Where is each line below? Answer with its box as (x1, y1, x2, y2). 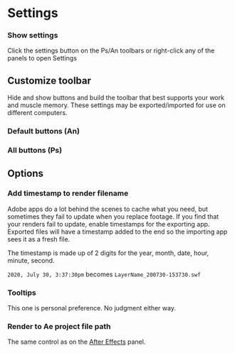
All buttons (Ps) (7, 146, 63, 156)
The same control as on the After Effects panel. (7, 337, 146, 346)
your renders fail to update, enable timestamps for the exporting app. (7, 219, 210, 228)
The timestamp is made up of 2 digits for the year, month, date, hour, (7, 249, 209, 257)
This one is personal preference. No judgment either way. (7, 304, 177, 313)
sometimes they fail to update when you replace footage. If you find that (7, 212, 219, 221)
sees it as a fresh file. (7, 234, 70, 243)
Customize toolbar (7, 75, 91, 87)
